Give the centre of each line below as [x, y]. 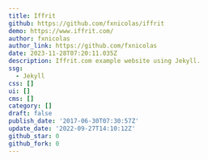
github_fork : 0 [34, 143]
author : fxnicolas [39, 38]
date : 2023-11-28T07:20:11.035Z [63, 53]
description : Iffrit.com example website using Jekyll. [104, 61]
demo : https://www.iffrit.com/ [61, 31]
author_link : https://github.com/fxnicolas [83, 46]
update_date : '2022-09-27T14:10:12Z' [72, 128]
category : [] [30, 106]
